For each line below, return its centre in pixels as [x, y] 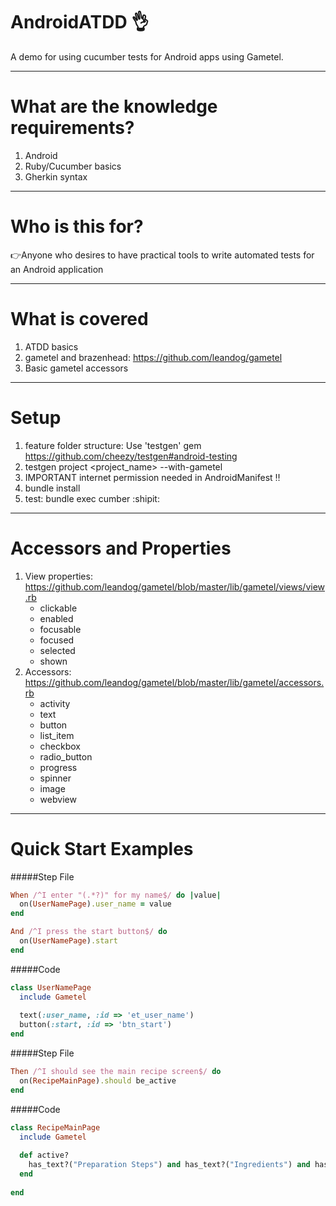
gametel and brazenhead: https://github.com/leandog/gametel [153, 357]
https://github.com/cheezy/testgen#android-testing [131, 456]
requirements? [72, 128]
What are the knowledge [114, 106]
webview [58, 799]
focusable [60, 629]
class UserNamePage [51, 987]
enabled [56, 618]
